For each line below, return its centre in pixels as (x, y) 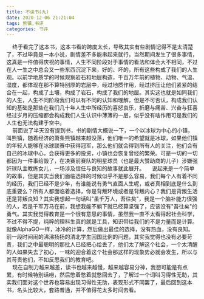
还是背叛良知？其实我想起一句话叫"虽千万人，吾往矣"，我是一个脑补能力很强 (102, 199)
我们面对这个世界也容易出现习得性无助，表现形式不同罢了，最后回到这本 (102, 283)
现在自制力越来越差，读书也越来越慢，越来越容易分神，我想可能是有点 (100, 267)
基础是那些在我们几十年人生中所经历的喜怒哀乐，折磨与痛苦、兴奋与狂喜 (107, 108)
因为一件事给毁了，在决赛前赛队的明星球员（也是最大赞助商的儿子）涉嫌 (102, 161)
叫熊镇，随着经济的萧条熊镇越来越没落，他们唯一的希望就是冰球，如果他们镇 (102, 138)
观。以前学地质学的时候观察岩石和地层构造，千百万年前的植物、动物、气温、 (102, 77)
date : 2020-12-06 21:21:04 (40, 18)
